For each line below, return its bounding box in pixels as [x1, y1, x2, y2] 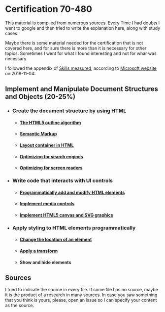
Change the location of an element [19, 236, 92, 243]
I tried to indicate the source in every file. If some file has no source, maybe [5, 287, 159, 293]
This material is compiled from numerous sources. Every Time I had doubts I [5, 20, 160, 26]
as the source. [5, 303, 34, 309]
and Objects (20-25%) [5, 92, 75, 101]
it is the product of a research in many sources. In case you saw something [5, 292, 158, 298]
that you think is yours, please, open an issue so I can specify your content [5, 297, 157, 303]
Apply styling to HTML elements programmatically [12, 224, 136, 231]
